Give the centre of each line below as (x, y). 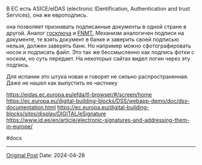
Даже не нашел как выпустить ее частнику (62, 83)
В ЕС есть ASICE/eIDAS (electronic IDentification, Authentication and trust (98, 9)
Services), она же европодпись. (47, 15)
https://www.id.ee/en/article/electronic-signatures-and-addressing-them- (98, 120)
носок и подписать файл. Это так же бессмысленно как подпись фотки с (100, 52)
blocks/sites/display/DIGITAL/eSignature (56, 114)
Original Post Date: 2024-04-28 (46, 155)
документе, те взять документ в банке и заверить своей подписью (93, 39)
